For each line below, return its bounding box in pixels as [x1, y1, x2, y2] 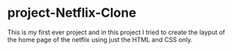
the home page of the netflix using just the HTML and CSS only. [7, 35, 193, 43]
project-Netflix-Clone [7, 5, 137, 21]
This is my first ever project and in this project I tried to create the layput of [7, 28, 226, 36]
